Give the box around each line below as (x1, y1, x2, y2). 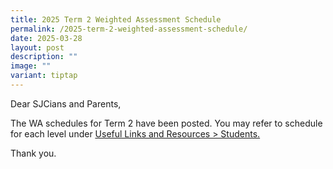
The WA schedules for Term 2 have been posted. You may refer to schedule (10, 117, 323, 129)
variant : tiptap (10, 71, 78, 81)
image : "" (10, 61, 52, 71)
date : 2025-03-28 (10, 33, 83, 43)
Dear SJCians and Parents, (10, 97, 122, 110)
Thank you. (10, 147, 57, 159)
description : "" (10, 52, 78, 62)
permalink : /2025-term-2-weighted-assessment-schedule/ (10, 24, 248, 34)
